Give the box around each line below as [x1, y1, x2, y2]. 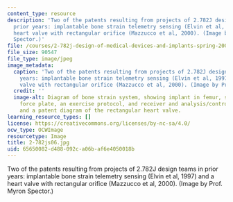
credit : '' [13, 87, 45, 94]
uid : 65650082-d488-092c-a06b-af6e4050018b [7, 146, 135, 153]
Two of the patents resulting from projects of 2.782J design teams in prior [7, 165, 218, 173]
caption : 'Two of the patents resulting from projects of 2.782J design [13, 68, 228, 75]
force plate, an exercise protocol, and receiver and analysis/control [19, 101, 231, 108]
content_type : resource [7, 10, 76, 17]
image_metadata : [7, 62, 54, 69]
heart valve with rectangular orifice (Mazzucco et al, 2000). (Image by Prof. [7, 180, 223, 187]
